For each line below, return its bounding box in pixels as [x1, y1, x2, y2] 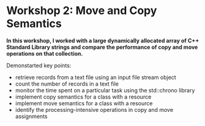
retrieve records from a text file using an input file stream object [15, 73, 176, 81]
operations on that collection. [6, 50, 83, 57]
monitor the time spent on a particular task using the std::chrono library [15, 86, 195, 94]
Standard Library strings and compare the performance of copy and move [6, 43, 198, 51]
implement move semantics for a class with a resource [15, 99, 153, 107]
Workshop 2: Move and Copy [6, 4, 157, 18]
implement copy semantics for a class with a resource [15, 93, 152, 100]
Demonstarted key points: [6, 62, 72, 69]
